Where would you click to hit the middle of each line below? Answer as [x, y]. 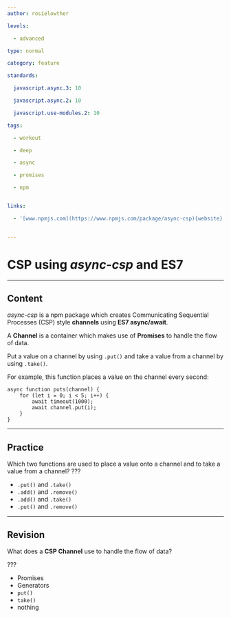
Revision [26, 535]
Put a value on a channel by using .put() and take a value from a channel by [115, 356]
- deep [23, 150]
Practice [25, 447]
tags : [15, 125]
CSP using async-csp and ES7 [95, 264]
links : [16, 206]
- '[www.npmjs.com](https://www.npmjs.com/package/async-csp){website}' [120, 218]
